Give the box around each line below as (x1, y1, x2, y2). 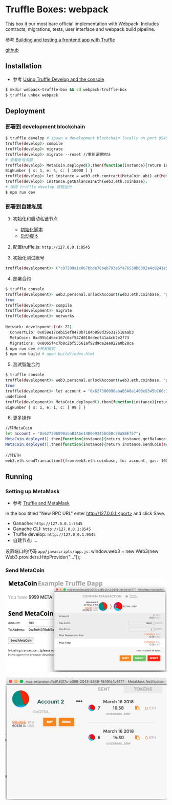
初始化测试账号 (12, 255, 45, 261)
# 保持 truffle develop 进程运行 (5, 184, 72, 190)
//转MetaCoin (5, 425, 32, 431)
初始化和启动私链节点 (12, 216, 58, 222)
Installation (5, 62, 42, 70)
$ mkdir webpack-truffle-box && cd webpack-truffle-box (5, 87, 127, 92)
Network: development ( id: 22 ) (5, 325, 72, 330)
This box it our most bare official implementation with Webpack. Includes (5, 21, 159, 27)
